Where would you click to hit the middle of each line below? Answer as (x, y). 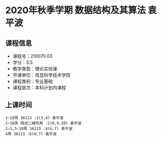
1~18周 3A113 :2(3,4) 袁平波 (34, 118)
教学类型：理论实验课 (35, 69)
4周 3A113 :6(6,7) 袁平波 (31, 134)
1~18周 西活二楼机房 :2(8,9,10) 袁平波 (44, 123)
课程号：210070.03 (32, 56)
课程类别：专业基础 (33, 81)
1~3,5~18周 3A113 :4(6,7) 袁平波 (39, 128)
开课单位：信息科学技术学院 (42, 75)
